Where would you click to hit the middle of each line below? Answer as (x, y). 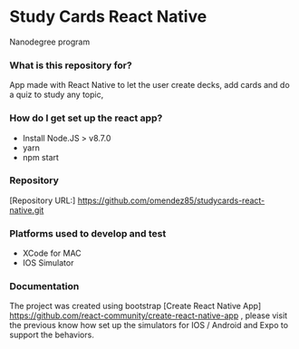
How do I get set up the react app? (86, 118)
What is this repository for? (71, 65)
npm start (40, 157)
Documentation (44, 286)
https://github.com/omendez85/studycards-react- (171, 200)
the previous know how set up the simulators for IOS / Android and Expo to (149, 325)
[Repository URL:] (43, 200)
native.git (27, 209)
